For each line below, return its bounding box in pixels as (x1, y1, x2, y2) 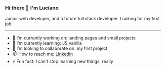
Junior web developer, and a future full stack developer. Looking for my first (5, 16, 160, 22)
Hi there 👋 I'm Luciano (5, 4, 59, 11)
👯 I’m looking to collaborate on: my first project (12, 45, 108, 51)
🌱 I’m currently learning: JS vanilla (12, 40, 82, 46)
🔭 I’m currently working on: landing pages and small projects (12, 35, 136, 41)
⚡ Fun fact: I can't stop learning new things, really (12, 59, 114, 65)
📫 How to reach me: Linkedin (12, 51, 73, 57)
